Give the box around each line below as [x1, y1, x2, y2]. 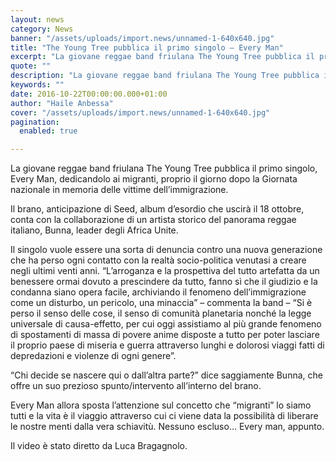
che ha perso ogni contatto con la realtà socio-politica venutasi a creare [10, 254, 307, 266]
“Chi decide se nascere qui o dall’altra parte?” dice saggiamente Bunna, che [10, 369, 323, 381]
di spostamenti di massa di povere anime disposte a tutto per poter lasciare [10, 329, 320, 341]
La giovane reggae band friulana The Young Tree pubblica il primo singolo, [10, 162, 318, 175]
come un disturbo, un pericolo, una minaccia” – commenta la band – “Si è [10, 297, 313, 309]
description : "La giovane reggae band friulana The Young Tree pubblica [10, 71, 320, 81]
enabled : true [19, 126, 78, 136]
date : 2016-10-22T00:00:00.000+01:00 [10, 89, 168, 99]
